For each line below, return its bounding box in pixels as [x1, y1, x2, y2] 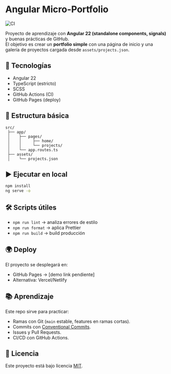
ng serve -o [5, 188, 31, 193]
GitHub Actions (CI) [12, 91, 54, 97]
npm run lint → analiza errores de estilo [12, 219, 98, 225]
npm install [5, 184, 31, 189]
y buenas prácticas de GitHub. [5, 36, 69, 42]
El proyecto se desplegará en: [5, 261, 68, 267]
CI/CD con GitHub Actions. [12, 334, 69, 340]
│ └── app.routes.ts [7, 147, 58, 153]
